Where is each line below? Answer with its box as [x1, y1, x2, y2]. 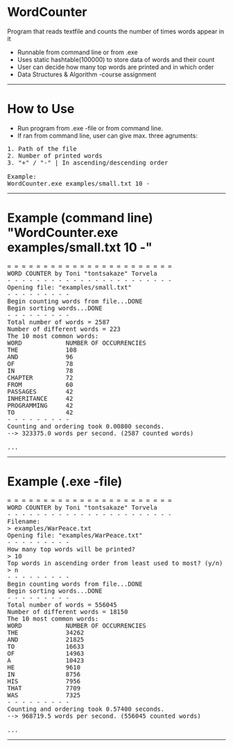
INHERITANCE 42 [7, 394, 74, 402]
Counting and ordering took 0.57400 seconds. [7, 705, 165, 713]
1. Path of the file [7, 145, 78, 153]
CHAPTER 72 [7, 373, 74, 381]
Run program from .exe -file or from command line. [17, 124, 164, 132]
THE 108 [7, 345, 78, 354]
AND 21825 [7, 635, 85, 643]
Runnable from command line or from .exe [17, 48, 138, 56]
